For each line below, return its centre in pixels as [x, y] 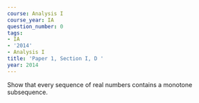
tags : [15, 33]
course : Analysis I [35, 13]
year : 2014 [23, 65]
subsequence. [28, 92]
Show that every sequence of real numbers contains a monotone [100, 84]
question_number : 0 [35, 26]
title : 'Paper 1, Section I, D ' [55, 59]
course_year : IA [31, 20]
